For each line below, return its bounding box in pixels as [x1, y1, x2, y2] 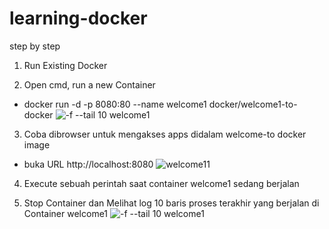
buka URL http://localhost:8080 [23, 158, 154, 170]
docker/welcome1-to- [208, 98, 298, 110]
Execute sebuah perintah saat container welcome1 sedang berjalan [23, 177, 300, 189]
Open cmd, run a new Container [23, 78, 156, 91]
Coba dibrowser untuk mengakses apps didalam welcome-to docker [23, 128, 307, 140]
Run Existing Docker [23, 59, 108, 71]
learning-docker [9, 7, 148, 30]
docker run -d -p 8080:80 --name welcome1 [23, 98, 207, 110]
